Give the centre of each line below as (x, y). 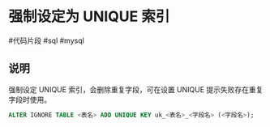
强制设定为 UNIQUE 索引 (89, 17)
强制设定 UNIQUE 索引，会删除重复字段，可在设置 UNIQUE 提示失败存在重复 (136, 89)
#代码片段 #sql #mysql (47, 40)
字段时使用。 (30, 99)
